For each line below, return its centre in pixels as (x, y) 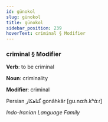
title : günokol (25, 22)
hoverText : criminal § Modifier (46, 34)
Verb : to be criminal (30, 67)
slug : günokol (24, 17)
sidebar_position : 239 (34, 28)
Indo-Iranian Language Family (43, 113)
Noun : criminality (27, 78)
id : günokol (21, 11)
